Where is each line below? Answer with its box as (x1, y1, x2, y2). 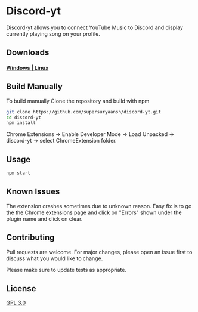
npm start (6, 170, 31, 177)
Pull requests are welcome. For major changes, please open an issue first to (6, 248, 193, 255)
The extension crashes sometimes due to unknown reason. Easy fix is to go (6, 202, 192, 209)
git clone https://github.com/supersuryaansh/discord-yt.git (6, 109, 162, 115)
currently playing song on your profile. (6, 30, 100, 37)
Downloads (6, 48, 49, 58)
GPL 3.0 (6, 299, 26, 307)
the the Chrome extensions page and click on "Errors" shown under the (6, 209, 182, 216)
